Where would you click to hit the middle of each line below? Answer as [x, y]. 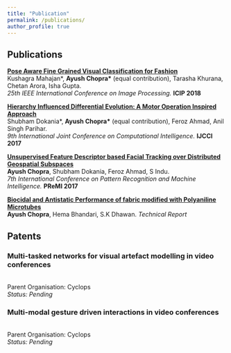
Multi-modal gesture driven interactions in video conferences [113, 312]
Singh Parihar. [27, 129]
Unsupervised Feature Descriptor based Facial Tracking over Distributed [114, 157]
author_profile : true [38, 26]
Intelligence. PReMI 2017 [43, 186]
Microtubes [24, 207]
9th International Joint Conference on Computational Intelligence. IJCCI [110, 136]
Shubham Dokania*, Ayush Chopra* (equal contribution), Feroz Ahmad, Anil [115, 121]
